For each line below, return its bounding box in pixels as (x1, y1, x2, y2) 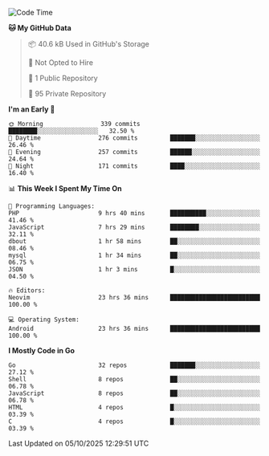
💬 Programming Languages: (8, 202, 95, 210)
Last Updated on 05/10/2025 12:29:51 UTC (8, 438, 149, 448)
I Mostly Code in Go (8, 346, 75, 355)
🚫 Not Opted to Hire (27, 58, 94, 67)
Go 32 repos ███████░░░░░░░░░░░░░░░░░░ (8, 361, 261, 369)
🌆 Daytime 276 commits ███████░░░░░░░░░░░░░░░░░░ (8, 134, 261, 142)
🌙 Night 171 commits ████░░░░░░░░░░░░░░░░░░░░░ (8, 162, 261, 170)
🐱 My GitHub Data (8, 23, 72, 32)
